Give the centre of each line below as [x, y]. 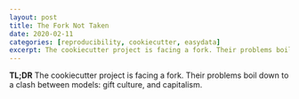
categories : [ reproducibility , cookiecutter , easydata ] [115, 42]
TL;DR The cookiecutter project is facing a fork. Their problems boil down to [149, 75]
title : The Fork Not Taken [59, 26]
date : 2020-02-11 [41, 34]
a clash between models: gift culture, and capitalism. [106, 85]
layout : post [33, 17]
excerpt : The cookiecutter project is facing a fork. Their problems [141, 50]
